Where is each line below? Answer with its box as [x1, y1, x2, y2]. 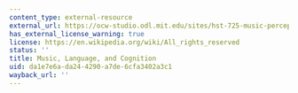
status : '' [9, 46, 50, 55]
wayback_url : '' [9, 71, 69, 80]
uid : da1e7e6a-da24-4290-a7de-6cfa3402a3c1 [9, 63, 173, 72]
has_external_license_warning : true [9, 29, 145, 38]
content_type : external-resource [9, 12, 133, 22]
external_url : [9, 21, 62, 30]
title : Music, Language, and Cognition [9, 54, 157, 63]
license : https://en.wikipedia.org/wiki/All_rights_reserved [9, 37, 240, 47]
